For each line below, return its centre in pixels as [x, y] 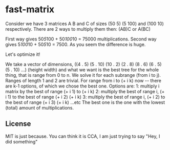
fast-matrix [30, 9]
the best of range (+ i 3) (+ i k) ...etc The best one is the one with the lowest [85, 102]
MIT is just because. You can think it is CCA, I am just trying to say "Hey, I [83, 136]
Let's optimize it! [23, 54]
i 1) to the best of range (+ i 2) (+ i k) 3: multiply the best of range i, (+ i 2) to [85, 97]
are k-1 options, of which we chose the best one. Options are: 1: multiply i [82, 86]
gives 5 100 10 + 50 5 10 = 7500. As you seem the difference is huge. [76, 44]
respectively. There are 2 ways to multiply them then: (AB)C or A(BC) [78, 29]
